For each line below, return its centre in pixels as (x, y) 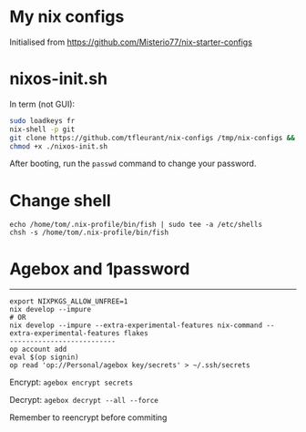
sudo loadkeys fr (42, 120)
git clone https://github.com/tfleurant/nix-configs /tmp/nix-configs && (153, 138)
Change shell (60, 200)
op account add (38, 350)
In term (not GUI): (42, 104)
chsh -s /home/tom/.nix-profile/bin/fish (89, 233)
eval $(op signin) (44, 357)
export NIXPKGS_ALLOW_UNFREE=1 (69, 302)
